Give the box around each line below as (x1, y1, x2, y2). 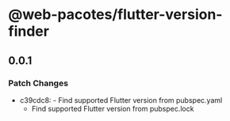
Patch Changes (8, 78, 69, 89)
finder (8, 22, 50, 40)
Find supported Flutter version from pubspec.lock (31, 104, 194, 113)
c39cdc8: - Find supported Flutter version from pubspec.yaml (19, 95, 223, 104)
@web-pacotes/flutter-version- (8, 6, 223, 24)
